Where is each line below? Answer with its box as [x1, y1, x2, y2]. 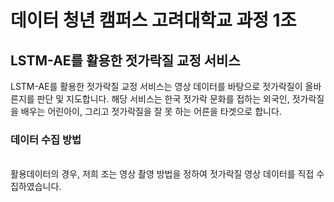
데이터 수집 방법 [10, 132, 82, 146]
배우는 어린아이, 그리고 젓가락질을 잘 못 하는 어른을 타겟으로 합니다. [20, 106, 282, 117]
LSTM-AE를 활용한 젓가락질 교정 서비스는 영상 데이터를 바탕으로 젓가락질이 [10, 81, 303, 92]
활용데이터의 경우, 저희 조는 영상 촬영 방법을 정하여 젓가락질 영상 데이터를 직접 [10, 168, 315, 180]
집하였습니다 [10, 181, 60, 193]
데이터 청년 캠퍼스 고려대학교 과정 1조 [10, 9, 297, 32]
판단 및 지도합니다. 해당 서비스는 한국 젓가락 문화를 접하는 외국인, [36, 93, 290, 105]
